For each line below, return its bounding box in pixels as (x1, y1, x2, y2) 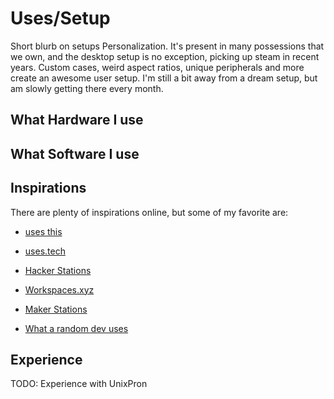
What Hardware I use (10, 112, 144, 129)
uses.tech (24, 245, 66, 257)
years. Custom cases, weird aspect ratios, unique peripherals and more (10, 61, 305, 73)
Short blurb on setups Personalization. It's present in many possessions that (10, 40, 325, 52)
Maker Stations (24, 303, 88, 315)
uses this (24, 225, 63, 237)
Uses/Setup (10, 7, 111, 30)
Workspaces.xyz (24, 283, 95, 296)
